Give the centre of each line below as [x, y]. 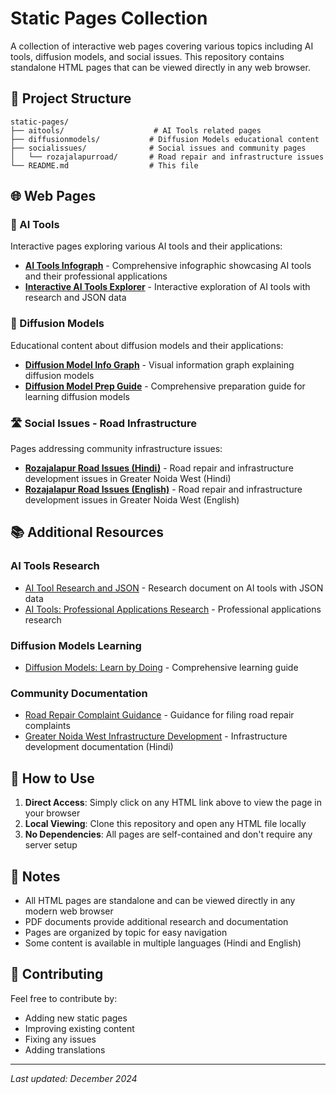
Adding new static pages [76, 1018]
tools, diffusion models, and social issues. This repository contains [147, 56]
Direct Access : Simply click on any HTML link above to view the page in [173, 803]
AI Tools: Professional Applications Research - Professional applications [173, 609]
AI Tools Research [55, 566]
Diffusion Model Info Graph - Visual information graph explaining [159, 364]
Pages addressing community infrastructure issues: [116, 449]
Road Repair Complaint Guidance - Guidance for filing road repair [159, 715]
